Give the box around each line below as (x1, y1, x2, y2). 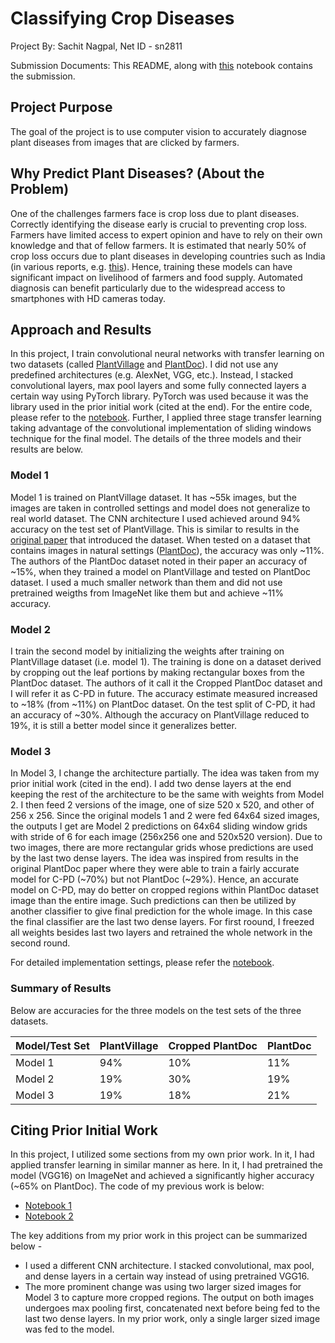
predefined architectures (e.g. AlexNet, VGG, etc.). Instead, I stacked (10, 369, 294, 381)
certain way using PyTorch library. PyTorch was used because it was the (10, 390, 309, 402)
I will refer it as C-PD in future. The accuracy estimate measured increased (10, 687, 318, 699)
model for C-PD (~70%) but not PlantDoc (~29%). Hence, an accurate (10, 873, 300, 886)
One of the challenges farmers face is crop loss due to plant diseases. (10, 207, 300, 219)
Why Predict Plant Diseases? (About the (10, 165, 265, 182)
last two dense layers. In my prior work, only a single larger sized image (24, 1313, 321, 1325)
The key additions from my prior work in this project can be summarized (10, 1230, 308, 1242)
